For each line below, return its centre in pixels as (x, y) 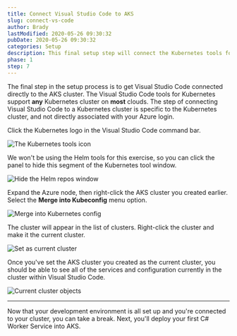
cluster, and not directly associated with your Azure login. (91, 116)
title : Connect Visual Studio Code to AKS (71, 14)
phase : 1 (20, 60)
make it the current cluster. (47, 234)
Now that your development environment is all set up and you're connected (117, 311)
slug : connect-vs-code (41, 20)
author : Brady (28, 27)
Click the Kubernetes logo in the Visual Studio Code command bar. (104, 130)
